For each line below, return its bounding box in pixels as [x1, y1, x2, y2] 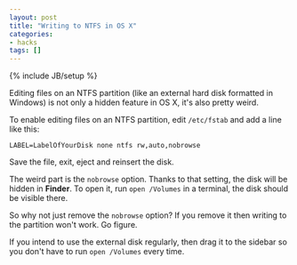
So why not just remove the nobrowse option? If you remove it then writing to [9, 210, 287, 221]
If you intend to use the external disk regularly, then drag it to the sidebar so [9, 237, 287, 247]
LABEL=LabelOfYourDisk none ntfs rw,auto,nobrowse [9, 141, 201, 150]
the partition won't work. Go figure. [9, 220, 138, 230]
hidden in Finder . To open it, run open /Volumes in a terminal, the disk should [9, 183, 289, 194]
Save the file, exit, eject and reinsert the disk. [9, 157, 175, 167]
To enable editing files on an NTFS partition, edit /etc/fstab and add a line [9, 115, 282, 125]
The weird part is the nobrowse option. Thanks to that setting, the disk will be [9, 174, 288, 185]
